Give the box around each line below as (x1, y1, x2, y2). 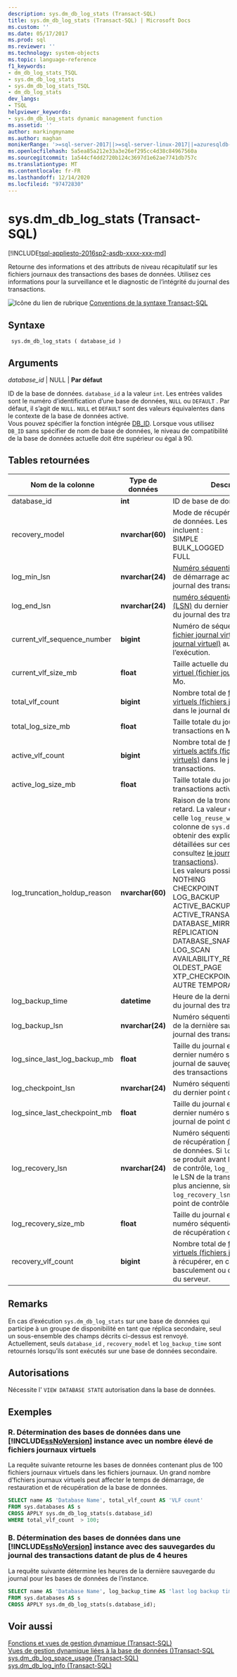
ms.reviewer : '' (8, 43, 56, 50)
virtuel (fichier (172, 667, 220, 677)
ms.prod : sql (8, 37, 46, 44)
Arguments (8, 357, 59, 369)
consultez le (172, 848, 213, 858)
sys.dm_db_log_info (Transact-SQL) (8, 1662, 112, 1670)
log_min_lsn (11, 572, 51, 582)
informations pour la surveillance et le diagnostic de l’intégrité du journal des (8, 277, 230, 286)
